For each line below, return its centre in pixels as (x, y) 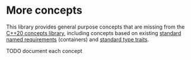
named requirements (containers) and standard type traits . (78, 39)
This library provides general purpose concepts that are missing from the (95, 27)
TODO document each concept (44, 50)
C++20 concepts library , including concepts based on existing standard (94, 33)
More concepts (44, 10)
